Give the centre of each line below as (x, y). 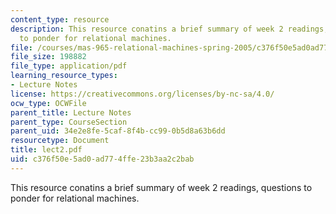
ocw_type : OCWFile (48, 103)
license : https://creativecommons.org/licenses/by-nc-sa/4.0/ (142, 94)
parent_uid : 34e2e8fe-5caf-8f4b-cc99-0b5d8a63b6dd (118, 131)
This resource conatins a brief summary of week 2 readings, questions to (161, 187)
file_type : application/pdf (69, 66)
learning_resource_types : (64, 76)
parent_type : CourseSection (69, 122)
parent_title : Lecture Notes (71, 112)
